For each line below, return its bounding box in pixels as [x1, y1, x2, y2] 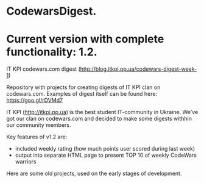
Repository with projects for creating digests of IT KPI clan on [6, 84, 161, 91]
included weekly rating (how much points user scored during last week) [15, 145, 195, 152]
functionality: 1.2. [6, 45, 97, 59]
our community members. [6, 121, 71, 129]
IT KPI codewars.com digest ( [6, 65, 80, 73]
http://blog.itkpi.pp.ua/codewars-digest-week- [80, 65, 197, 73]
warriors [15, 158, 37, 165]
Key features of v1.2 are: [6, 133, 68, 141]
